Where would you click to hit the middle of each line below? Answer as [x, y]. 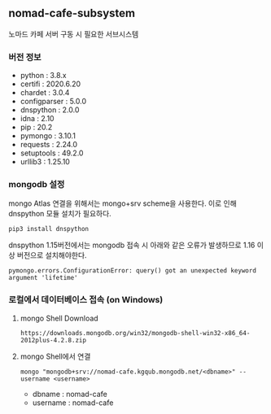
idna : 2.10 [37, 119]
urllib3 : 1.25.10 [45, 162]
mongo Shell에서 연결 [55, 356]
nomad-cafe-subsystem [72, 13]
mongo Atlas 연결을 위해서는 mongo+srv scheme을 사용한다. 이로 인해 [123, 203]
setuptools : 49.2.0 [52, 153]
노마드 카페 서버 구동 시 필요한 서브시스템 [74, 34]
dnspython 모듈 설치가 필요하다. [60, 214]
